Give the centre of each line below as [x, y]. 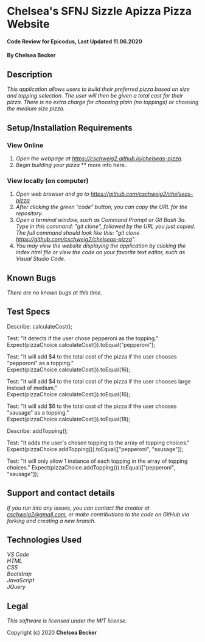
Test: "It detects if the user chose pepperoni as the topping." [83, 338]
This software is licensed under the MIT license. [67, 621]
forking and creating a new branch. [51, 521]
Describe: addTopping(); [38, 430]
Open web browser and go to [53, 194]
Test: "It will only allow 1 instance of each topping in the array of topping [97, 461]
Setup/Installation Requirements [70, 128]
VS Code [18, 555]
